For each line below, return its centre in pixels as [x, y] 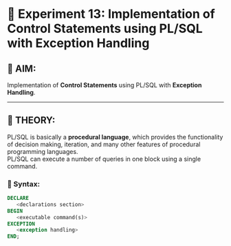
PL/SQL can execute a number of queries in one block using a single [104, 159]
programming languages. [43, 151]
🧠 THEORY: [31, 121]
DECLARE [18, 199]
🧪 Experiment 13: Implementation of [111, 14]
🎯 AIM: [22, 68]
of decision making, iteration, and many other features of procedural [104, 144]
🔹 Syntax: [23, 183]
